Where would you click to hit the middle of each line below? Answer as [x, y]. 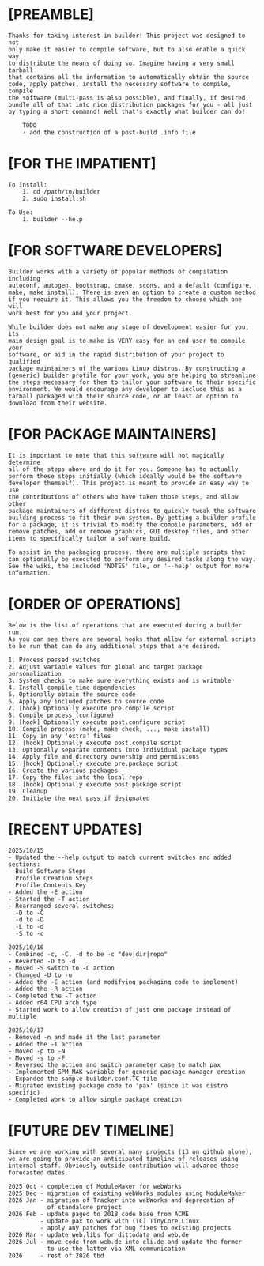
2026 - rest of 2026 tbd [56, 1255]
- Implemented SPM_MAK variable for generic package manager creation [127, 1072]
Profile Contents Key [51, 885]
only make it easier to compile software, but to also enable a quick [127, 49]
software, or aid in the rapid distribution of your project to [116, 354]
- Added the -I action [45, 1044]
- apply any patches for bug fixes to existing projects [136, 1228]
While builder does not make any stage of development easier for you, [128, 327]
